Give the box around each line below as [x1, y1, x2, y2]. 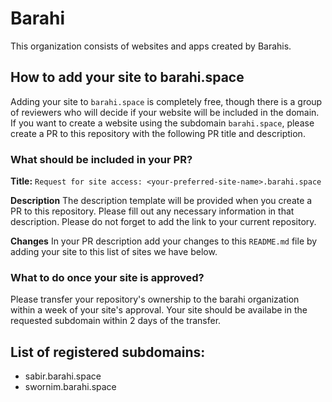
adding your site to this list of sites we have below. [10, 246, 218, 258]
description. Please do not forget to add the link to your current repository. [10, 216, 317, 228]
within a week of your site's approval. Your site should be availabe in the [10, 304, 308, 316]
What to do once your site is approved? [10, 270, 205, 284]
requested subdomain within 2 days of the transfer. [10, 315, 222, 327]
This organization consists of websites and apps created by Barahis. [10, 40, 292, 52]
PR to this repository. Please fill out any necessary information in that [10, 205, 295, 217]
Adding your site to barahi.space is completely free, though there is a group [10, 95, 323, 107]
